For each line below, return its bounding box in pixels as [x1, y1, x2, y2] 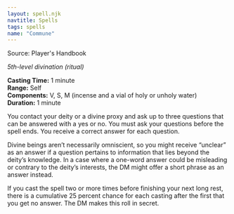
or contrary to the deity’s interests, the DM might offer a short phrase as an [7, 163, 224, 172]
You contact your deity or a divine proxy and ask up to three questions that [7, 112, 224, 121]
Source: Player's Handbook [7, 49, 86, 58]
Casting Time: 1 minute [7, 76, 75, 85]
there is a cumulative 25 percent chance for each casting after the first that [7, 192, 225, 200]
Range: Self [7, 83, 42, 92]
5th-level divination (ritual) [7, 62, 84, 71]
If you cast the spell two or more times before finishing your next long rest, [7, 184, 223, 193]
